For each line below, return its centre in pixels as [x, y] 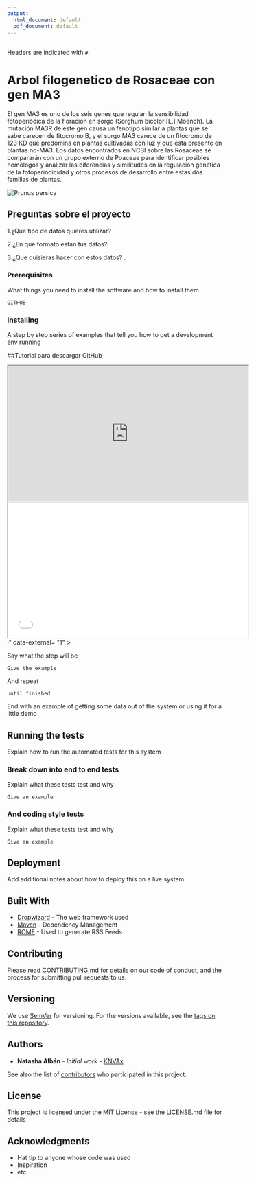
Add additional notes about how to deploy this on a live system [96, 879]
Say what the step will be [43, 656]
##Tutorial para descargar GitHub [55, 356]
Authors [25, 1044]
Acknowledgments [49, 1141]
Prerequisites [30, 275]
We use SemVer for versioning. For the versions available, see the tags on [111, 1015]
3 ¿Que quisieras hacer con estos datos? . [67, 257]
